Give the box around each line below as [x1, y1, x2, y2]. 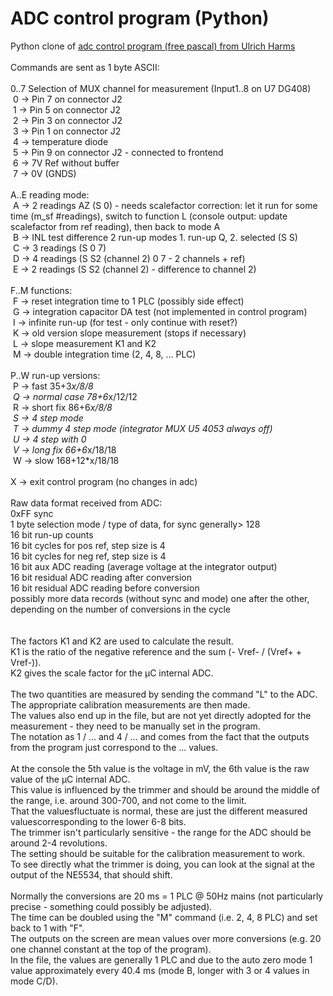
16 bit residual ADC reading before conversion [10, 582, 200, 594]
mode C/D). [10, 975, 58, 987]
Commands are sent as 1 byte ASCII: [10, 61, 160, 73]
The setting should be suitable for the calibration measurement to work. [10, 847, 306, 859]
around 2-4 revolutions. [10, 837, 108, 849]
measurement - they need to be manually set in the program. [10, 720, 261, 732]
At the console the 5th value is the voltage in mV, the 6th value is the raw [10, 762, 310, 774]
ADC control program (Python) [10, 7, 270, 30]
